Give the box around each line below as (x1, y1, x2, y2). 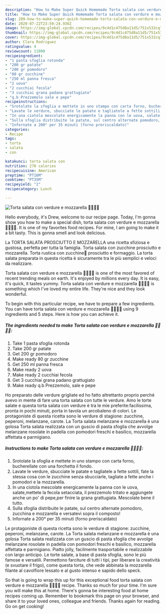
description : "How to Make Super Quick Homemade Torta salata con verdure (5, 7, 163, 12)
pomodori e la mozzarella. (12, 479, 66, 485)
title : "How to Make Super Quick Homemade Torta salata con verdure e (5, 12, 154, 17)
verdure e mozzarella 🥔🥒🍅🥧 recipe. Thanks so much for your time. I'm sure (5, 582, 157, 588)
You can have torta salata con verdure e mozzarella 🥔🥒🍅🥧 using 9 (5, 306, 138, 312)
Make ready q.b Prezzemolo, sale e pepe (12, 382, 96, 388)
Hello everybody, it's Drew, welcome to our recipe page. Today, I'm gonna (5, 214, 156, 220)
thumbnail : (5, 30, 28, 35)
